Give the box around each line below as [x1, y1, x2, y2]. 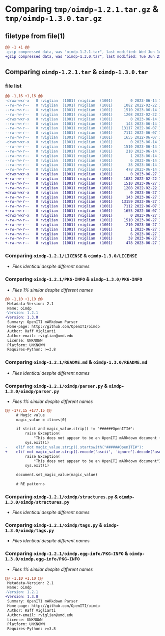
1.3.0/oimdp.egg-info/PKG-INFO [5, 556, 80, 562]
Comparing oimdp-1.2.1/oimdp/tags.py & [5, 521, 103, 528]
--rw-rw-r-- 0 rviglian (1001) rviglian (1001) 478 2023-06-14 [5, 167, 157, 172]
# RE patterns [16, 481, 45, 486]
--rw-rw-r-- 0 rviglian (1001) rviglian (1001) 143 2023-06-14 [5, 121, 157, 126]
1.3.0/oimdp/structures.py [5, 499, 70, 505]
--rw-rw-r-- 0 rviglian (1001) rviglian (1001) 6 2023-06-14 [5, 158, 157, 163]
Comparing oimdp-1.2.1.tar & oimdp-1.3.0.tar [5, 68, 148, 76]
